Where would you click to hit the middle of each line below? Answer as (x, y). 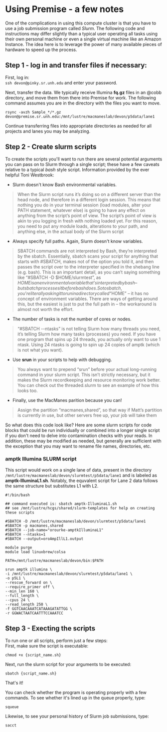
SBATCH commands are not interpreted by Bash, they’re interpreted (87, 250)
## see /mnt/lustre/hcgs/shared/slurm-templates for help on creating (80, 508)
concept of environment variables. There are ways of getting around (87, 298)
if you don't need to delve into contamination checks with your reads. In (79, 435)
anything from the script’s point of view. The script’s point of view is (87, 215)
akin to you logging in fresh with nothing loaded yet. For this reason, (87, 220)
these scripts (20, 512)
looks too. (28, 390)
